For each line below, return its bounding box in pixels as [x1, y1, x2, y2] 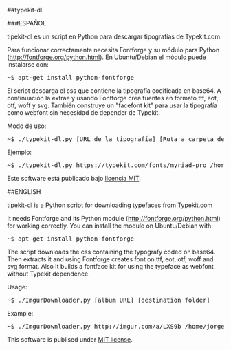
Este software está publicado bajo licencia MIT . [7, 175, 141, 182]
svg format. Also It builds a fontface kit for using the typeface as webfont [7, 263, 214, 270]
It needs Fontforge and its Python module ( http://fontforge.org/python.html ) [7, 215, 221, 222]
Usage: [7, 283, 27, 291]
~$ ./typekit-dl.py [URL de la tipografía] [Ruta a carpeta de [7, 135, 225, 143]
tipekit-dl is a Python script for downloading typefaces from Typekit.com [7, 201, 213, 209]
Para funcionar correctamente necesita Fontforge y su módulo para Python [7, 46, 220, 54]
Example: [7, 309, 34, 317]
